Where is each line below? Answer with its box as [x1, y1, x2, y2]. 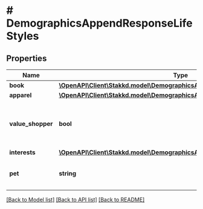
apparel [9, 91, 32, 99]
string [59, 169, 77, 178]
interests [9, 148, 36, 157]
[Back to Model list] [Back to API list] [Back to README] [6, 196, 145, 203]
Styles [6, 30, 39, 43]
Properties [6, 53, 47, 63]
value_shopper [9, 120, 53, 128]
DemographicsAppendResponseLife [6, 16, 193, 30]
